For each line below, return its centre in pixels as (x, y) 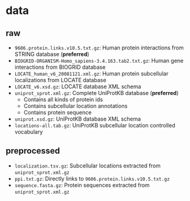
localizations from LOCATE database (60, 80)
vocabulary (29, 132)
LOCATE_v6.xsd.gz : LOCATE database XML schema (78, 86)
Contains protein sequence (58, 112)
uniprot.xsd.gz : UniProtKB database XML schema (78, 119)
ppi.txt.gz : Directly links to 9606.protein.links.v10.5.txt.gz (92, 178)
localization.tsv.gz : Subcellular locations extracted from (87, 166)
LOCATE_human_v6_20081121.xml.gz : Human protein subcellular (91, 73)
